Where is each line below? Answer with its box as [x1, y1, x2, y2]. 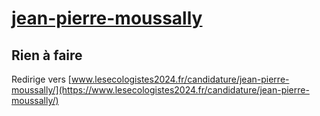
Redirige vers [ [11, 73, 72, 85]
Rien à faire [11, 47, 83, 64]
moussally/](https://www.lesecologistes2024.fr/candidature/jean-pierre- [11, 84, 310, 96]
